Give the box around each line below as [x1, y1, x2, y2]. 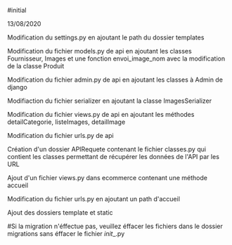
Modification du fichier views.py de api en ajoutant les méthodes [7, 111, 195, 118]
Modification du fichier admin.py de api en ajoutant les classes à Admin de [7, 75, 224, 84]
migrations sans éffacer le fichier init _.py [7, 230, 125, 238]
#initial [7, 6, 27, 14]
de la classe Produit [7, 62, 65, 70]
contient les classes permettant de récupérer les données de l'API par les [7, 153, 220, 161]
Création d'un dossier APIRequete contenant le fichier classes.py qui [7, 145, 206, 153]
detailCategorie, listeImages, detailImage [7, 118, 126, 126]
